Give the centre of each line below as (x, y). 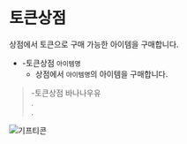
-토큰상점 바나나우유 (66, 93)
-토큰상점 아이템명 (51, 63)
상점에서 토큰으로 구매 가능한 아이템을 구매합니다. (94, 44)
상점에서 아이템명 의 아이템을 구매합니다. (101, 74)
